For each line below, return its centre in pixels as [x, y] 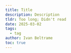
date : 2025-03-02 [23, 24]
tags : [11, 29]
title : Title [19, 10]
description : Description [32, 15]
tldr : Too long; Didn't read [36, 19]
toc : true [16, 43]
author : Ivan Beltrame [29, 38]
